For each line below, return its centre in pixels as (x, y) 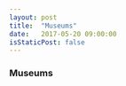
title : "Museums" (43, 26)
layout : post (33, 17)
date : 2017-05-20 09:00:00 (63, 34)
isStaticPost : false (47, 42)
